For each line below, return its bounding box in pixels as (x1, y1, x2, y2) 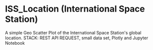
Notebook (5, 40, 25, 46)
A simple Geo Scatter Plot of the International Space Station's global (5, 30, 142, 35)
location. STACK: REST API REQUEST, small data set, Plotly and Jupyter (5, 35, 148, 41)
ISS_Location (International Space (5, 3, 145, 15)
